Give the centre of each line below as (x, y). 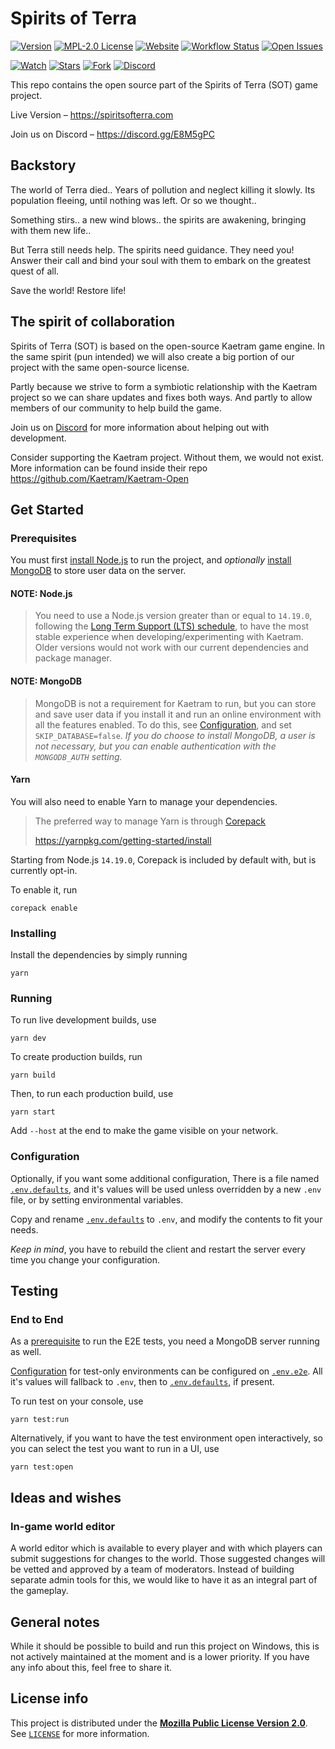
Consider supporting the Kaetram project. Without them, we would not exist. (167, 457)
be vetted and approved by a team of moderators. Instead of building (152, 1569)
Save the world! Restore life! (68, 290)
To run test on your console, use (77, 1401)
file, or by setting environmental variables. (97, 1199)
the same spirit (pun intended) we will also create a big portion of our (152, 356)
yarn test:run (40, 1420)
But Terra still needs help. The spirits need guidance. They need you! (152, 249)
